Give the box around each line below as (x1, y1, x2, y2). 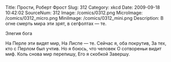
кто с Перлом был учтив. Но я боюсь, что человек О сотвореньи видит (5, 46, 162, 51)
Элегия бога (5, 30, 32, 36)
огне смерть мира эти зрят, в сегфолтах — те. (5, 20, 107, 26)
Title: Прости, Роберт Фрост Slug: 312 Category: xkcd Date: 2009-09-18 (5, 5, 160, 10)
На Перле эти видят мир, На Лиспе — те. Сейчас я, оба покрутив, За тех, (5, 40, 167, 46)
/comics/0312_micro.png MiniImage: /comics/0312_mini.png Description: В (5, 15, 164, 21)
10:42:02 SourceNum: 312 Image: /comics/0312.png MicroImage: (5, 10, 143, 16)
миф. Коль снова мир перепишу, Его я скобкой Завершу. (5, 51, 130, 57)
